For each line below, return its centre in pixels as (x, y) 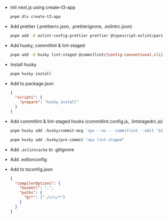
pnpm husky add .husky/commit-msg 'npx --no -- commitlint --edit (82, 131)
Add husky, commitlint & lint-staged (47, 45)
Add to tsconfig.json (31, 169)
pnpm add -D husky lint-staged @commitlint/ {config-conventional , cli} (87, 55)
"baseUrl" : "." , (37, 188)
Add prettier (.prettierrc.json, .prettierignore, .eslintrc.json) (71, 26)
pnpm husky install (31, 74)
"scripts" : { (29, 98)
